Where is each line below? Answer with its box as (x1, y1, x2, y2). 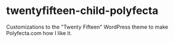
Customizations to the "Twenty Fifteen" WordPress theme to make (6, 23, 169, 30)
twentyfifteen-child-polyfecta (6, 4, 159, 17)
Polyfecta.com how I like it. (6, 29, 72, 36)
